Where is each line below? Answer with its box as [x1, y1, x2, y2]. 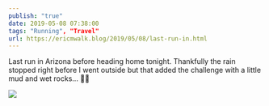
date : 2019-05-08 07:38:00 [8, 19, 99, 28]
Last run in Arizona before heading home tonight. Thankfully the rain [8, 57, 236, 66]
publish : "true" [8, 11, 63, 20]
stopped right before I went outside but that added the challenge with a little [8, 66, 261, 75]
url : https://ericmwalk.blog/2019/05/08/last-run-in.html [8, 34, 208, 43]
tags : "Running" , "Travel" [8, 27, 99, 35]
